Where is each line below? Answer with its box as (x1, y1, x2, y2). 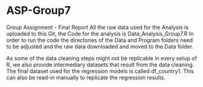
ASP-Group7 (6, 4, 71, 18)
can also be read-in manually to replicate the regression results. (6, 74, 165, 81)
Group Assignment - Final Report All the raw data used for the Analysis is (6, 24, 189, 31)
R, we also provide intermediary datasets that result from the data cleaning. (6, 61, 195, 68)
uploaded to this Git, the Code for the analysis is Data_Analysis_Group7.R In (6, 30, 194, 37)
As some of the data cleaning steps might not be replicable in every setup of (6, 54, 197, 62)
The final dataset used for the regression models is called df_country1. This (6, 67, 194, 74)
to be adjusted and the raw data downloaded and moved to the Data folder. (6, 43, 194, 50)
